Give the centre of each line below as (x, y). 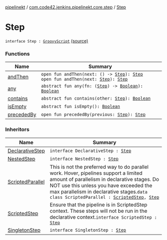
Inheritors (17, 129)
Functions (17, 54)
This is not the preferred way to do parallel (99, 167)
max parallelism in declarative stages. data (98, 191)
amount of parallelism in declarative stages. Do (104, 179)
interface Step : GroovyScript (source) (47, 41)
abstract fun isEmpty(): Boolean (81, 107)
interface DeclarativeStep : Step (90, 150)
